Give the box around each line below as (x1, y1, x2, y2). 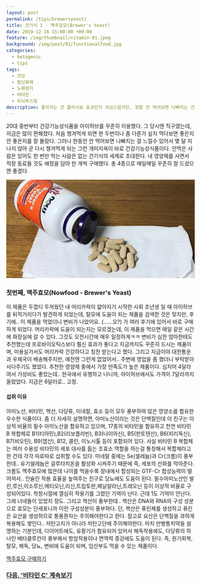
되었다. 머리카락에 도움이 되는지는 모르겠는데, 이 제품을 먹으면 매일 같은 (17, 326, 184, 333)
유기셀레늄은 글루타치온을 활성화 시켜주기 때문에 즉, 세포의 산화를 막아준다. (20, 460, 194, 467)
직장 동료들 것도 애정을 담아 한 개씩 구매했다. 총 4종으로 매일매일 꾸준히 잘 (6, 159, 178, 167)
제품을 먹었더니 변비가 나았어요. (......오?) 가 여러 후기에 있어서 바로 (26, 318, 182, 326)
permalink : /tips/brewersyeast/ (6, 16, 87, 22)
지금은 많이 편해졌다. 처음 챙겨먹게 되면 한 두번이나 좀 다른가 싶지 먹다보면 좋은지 (6, 129, 194, 137)
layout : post (6, 10, 39, 16)
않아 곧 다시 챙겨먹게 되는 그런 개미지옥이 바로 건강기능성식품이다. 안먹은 (17, 144, 187, 152)
